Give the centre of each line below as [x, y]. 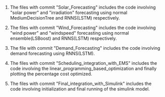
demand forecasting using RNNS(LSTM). [52, 53]
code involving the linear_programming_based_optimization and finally [83, 68]
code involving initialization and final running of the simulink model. [80, 89]
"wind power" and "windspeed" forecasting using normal [69, 33]
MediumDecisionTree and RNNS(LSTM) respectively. [65, 18]
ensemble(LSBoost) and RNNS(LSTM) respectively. [63, 38]
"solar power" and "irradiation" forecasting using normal [69, 13]
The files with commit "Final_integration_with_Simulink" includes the [81, 83]
